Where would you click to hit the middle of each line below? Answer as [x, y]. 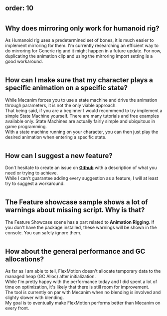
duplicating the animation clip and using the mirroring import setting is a [79, 56]
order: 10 [19, 8]
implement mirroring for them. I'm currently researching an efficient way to [82, 45]
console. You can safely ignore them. [43, 233]
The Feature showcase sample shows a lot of [77, 202]
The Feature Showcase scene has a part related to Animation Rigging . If [80, 222]
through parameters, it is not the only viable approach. [61, 105]
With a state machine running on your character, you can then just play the [82, 132]
